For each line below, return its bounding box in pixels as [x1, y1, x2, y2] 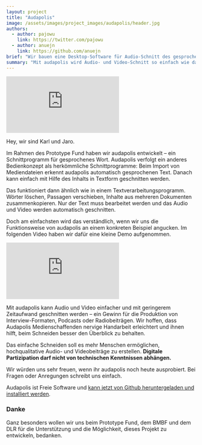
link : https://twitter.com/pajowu [17, 37, 103, 43]
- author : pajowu [11, 31, 55, 37]
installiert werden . [6, 390, 51, 397]
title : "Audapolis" [6, 14, 55, 21]
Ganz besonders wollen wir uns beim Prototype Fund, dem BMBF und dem [6, 418, 191, 426]
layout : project [6, 8, 47, 15]
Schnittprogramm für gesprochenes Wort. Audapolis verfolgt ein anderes [6, 156, 188, 163]
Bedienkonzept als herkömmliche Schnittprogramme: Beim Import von [6, 162, 180, 169]
